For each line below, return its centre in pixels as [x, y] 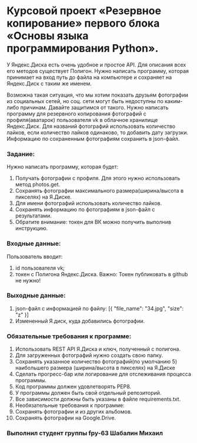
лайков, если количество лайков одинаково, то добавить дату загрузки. [98, 132]
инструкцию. [31, 229]
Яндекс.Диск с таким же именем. [49, 83]
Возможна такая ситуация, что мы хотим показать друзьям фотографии [98, 95]
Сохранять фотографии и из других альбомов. [74, 412]
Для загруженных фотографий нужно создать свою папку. [89, 355]
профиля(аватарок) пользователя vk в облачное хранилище [82, 120]
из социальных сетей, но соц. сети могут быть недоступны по [85, 101]
